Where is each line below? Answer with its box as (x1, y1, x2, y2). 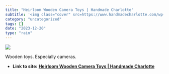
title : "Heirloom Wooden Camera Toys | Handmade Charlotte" (5, 7, 134, 12)
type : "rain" (5, 30, 33, 35)
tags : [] (5, 21, 24, 26)
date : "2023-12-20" (5, 26, 46, 31)
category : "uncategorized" (5, 16, 62, 21)
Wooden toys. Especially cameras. (5, 53, 77, 59)
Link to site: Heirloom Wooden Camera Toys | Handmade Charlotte (12, 63, 155, 69)
